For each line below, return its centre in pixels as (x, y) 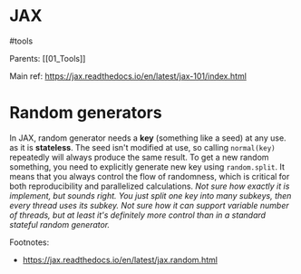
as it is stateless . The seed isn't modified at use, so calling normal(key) (142, 147)
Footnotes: (29, 242)
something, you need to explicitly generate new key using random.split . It (147, 166)
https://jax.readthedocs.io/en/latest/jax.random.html (120, 259)
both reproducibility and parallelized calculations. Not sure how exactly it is (150, 186)
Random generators (86, 113)
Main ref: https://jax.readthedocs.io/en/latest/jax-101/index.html (128, 76)
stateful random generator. (60, 224)
